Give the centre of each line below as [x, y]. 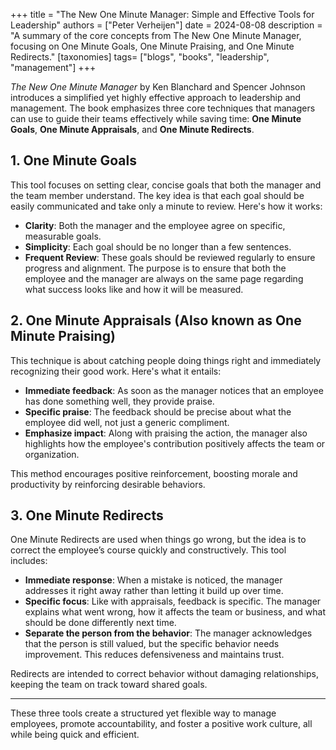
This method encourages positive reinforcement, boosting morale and [154, 473]
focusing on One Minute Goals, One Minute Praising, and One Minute [152, 46]
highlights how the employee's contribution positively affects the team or [175, 443]
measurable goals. [63, 236]
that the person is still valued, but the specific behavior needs [152, 644]
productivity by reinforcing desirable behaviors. [108, 484]
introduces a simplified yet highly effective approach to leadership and [156, 97]
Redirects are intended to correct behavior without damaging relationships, [164, 674]
